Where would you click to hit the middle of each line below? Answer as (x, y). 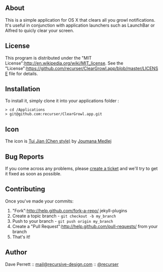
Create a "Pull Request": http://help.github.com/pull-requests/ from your (85, 226)
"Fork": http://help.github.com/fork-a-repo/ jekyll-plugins (70, 210)
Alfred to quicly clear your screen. (40, 30)
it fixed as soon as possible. (33, 174)
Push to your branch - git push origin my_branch (63, 221)
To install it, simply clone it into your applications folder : (62, 101)
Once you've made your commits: (39, 201)
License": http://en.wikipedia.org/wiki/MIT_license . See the (64, 63)
